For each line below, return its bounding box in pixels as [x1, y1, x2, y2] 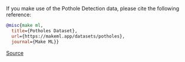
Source [6, 49, 24, 56]
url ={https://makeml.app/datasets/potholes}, [11, 33, 125, 39]
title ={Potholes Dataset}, [11, 27, 78, 34]
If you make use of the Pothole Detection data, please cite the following [6, 5, 180, 12]
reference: [6, 11, 31, 18]
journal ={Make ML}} [11, 39, 60, 44]
